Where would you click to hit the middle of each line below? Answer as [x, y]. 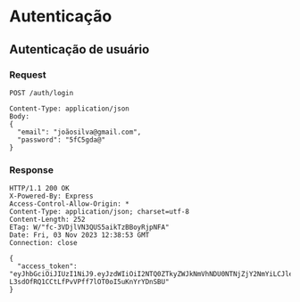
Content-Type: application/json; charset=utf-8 [100, 212]
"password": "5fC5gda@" [61, 140]
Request [28, 75]
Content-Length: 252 [48, 220]
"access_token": [47, 266]
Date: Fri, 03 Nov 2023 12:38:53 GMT [79, 235]
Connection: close [43, 243]
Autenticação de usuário [79, 49]
